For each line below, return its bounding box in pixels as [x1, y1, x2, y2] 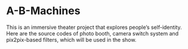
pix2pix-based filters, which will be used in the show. [6, 36, 137, 43]
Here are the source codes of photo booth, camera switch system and [6, 30, 179, 37]
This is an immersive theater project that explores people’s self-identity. [6, 24, 182, 31]
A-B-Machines [6, 4, 81, 18]
